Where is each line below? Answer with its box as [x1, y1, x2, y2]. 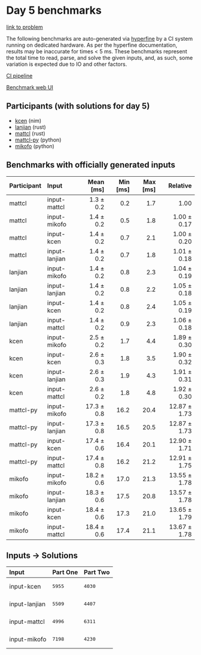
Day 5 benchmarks [6, 4, 102, 17]
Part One [52, 568, 78, 576]
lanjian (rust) [14, 123, 46, 131]
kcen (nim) [14, 117, 42, 124]
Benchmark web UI [6, 83, 54, 90]
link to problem [6, 23, 43, 31]
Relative [168, 181, 192, 189]
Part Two [83, 568, 110, 576]
